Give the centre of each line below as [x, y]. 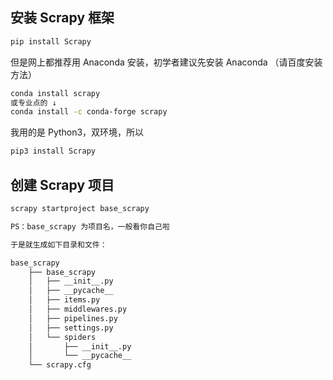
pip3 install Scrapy [53, 151]
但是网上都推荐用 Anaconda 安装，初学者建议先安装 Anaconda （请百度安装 [166, 62]
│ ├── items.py [64, 300]
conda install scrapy [55, 93]
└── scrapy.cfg [60, 365]
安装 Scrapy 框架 [62, 18]
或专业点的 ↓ [33, 103]
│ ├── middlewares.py [78, 309]
